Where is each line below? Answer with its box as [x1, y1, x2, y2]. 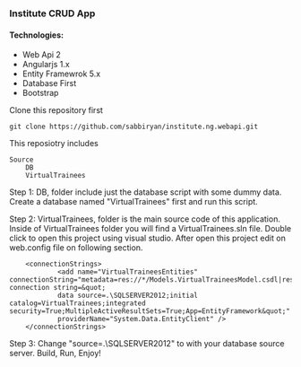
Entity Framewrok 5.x [21, 68, 101, 79]
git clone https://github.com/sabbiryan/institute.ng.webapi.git [9, 122, 258, 132]
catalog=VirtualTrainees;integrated [9, 299, 146, 308]
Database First [21, 78, 77, 89]
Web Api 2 [21, 49, 61, 60]
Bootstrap [21, 88, 59, 99]
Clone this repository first [9, 105, 103, 116]
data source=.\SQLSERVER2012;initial [56, 291, 199, 301]
